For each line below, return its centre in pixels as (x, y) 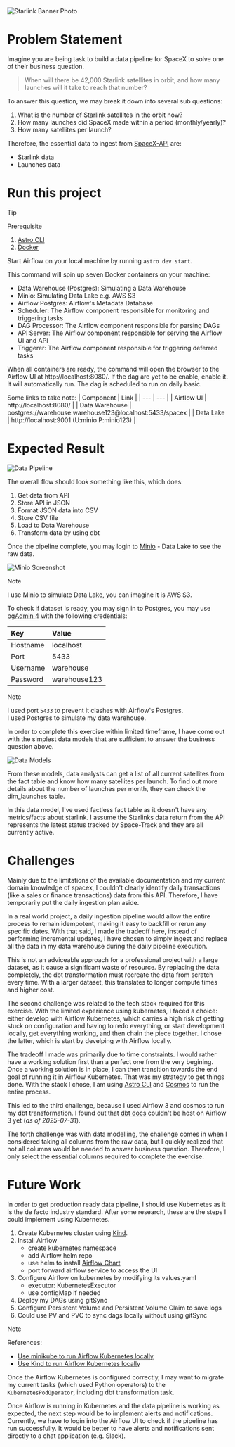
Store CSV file (38, 517)
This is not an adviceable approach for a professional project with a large (113, 959)
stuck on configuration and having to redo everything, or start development (116, 1025)
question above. (31, 746)
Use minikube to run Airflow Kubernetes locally (86, 1356)
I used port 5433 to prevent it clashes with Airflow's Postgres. (95, 710)
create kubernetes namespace (72, 1248)
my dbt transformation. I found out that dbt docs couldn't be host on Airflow (117, 1113)
